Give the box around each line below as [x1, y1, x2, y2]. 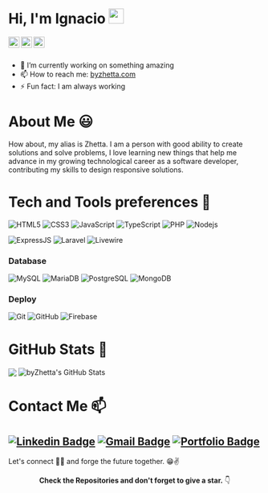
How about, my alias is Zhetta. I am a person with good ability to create [8, 139, 243, 149]
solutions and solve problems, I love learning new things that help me [8, 147, 238, 157]
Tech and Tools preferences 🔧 [8, 193, 211, 212]
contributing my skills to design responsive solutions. [8, 165, 184, 175]
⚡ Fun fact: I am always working [19, 81, 126, 91]
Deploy [8, 294, 37, 305]
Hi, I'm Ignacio [8, 10, 106, 28]
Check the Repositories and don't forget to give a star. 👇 [39, 475, 231, 486]
